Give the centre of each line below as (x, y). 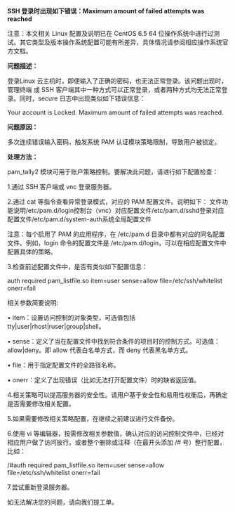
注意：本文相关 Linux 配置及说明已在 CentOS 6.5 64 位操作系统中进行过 (110, 33)
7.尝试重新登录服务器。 (40, 487)
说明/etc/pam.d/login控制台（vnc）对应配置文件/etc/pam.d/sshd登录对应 (119, 210)
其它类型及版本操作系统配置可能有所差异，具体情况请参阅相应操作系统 (121, 42)
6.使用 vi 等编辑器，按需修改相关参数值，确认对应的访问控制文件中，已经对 (116, 434)
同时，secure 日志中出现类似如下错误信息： (82, 98)
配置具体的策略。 (32, 252)
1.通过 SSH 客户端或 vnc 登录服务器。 (61, 187)
